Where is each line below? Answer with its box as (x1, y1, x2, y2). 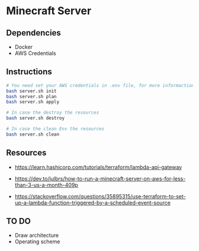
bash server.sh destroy (6, 115, 65, 121)
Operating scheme (14, 238, 60, 245)
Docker (14, 43, 33, 50)
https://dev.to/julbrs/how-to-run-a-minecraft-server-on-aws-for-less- (14, 175, 186, 182)
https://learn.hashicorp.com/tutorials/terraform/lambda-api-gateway (14, 163, 182, 170)
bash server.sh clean (6, 131, 60, 137)
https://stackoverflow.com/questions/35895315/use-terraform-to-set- (14, 192, 187, 199)
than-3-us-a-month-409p (14, 181, 78, 188)
